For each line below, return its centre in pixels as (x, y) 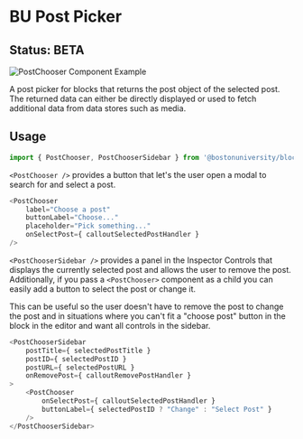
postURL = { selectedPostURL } (80, 368)
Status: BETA (47, 50)
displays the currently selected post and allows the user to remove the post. (150, 269)
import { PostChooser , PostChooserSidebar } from (105, 157)
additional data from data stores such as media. (98, 108)
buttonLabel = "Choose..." (72, 218)
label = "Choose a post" (68, 210)
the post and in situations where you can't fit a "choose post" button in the (148, 316)
